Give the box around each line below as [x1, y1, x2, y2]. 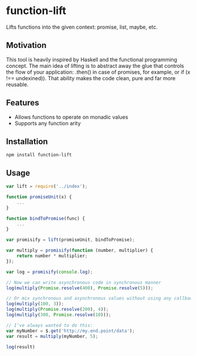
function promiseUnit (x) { [6, 194, 72, 200]
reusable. [6, 81, 29, 88]
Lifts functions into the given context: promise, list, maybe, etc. [6, 23, 158, 30]
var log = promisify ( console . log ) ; [6, 269, 93, 275]
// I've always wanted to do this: [6, 322, 93, 328]
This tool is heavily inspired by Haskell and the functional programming [6, 56, 178, 63]
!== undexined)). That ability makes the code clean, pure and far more [6, 74, 176, 81]
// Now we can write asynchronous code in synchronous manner [6, 279, 161, 285]
